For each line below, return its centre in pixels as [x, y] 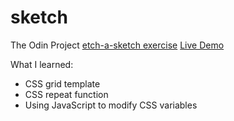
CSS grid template [62, 83]
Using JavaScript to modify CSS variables [111, 105]
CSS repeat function [66, 94]
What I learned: [42, 64]
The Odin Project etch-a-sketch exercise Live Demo [117, 45]
